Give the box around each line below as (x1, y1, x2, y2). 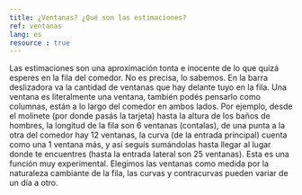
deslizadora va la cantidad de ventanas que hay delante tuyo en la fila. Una (9, 82, 288, 93)
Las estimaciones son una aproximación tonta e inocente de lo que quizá (9, 63, 280, 74)
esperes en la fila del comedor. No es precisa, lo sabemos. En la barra (9, 73, 268, 84)
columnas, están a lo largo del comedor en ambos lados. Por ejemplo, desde (9, 101, 293, 112)
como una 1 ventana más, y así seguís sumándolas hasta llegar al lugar (9, 139, 271, 150)
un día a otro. (9, 177, 58, 189)
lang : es (9, 30, 42, 39)
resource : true (9, 38, 70, 48)
